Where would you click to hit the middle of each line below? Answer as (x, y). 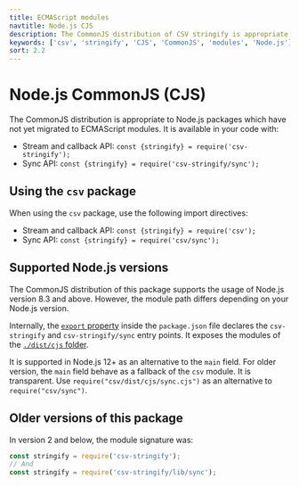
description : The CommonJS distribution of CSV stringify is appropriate (149, 34)
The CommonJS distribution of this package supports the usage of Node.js (147, 289)
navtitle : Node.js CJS (51, 26)
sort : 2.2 (28, 51)
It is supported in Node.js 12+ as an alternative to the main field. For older (143, 361)
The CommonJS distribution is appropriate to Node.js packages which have (148, 119)
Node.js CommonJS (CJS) (108, 95)
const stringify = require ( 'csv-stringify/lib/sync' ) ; (113, 473)
